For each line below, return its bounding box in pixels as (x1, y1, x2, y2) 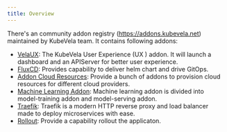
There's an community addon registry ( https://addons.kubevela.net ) (7, 29, 201, 38)
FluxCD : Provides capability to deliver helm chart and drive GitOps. (17, 65, 209, 73)
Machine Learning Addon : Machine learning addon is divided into (17, 87, 205, 95)
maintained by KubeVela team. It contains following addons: (7, 36, 178, 45)
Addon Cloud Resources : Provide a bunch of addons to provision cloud (17, 72, 221, 81)
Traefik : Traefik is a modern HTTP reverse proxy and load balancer (17, 101, 209, 110)
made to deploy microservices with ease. (17, 109, 135, 117)
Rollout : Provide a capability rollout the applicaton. (17, 116, 162, 125)
